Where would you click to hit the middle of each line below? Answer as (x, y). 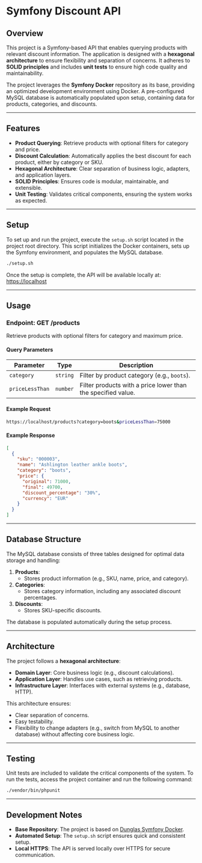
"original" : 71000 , (46, 481)
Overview (25, 33)
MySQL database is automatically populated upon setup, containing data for (100, 98)
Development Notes (44, 815)
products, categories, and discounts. (52, 104)
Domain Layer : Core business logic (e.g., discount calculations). (94, 672)
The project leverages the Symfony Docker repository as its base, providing (101, 85)
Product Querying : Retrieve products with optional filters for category (102, 143)
